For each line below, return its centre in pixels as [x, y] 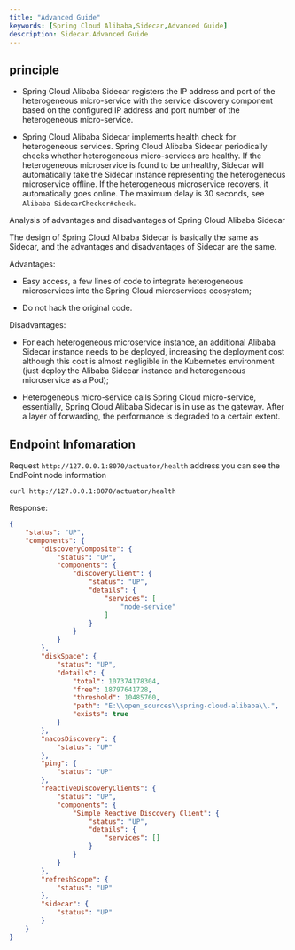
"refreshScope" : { [75, 879]
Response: [29, 508]
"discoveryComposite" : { [87, 549]
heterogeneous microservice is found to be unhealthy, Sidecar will [143, 165]
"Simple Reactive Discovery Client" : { [146, 813]
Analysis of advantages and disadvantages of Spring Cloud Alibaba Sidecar [147, 220]
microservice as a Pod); [65, 380]
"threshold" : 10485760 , [116, 698]
